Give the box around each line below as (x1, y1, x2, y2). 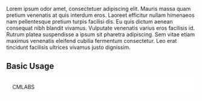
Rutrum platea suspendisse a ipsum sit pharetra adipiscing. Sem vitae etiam (6, 31, 195, 38)
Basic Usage (6, 61, 54, 71)
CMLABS (12, 83, 35, 90)
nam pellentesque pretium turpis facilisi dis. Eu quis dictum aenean (6, 18, 174, 25)
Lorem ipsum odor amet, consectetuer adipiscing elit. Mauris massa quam (6, 5, 191, 12)
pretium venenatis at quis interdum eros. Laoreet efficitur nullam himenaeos (6, 11, 195, 19)
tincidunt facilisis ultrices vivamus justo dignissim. (6, 44, 131, 51)
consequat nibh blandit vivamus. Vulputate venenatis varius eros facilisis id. (6, 24, 195, 31)
